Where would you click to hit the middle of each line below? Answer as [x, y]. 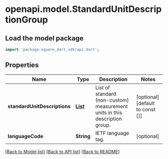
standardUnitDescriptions [39, 106]
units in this [109, 112]
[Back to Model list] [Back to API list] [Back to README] [62, 152]
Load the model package [44, 38]
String [83, 136]
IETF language [112, 133]
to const [146, 109]
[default [145, 103]
